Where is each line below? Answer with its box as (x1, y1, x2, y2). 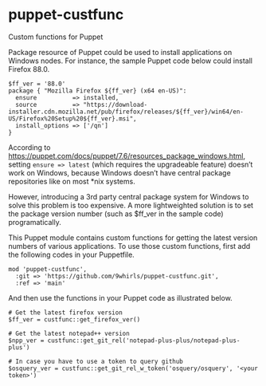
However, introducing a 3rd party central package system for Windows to (8, 191, 249, 201)
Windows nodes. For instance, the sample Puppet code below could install (8, 56, 253, 65)
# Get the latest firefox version (8, 309, 123, 317)
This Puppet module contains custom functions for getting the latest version (8, 233, 258, 242)
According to (8, 142, 51, 152)
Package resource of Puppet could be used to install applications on (8, 47, 233, 57)
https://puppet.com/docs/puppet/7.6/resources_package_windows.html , (8, 151, 245, 160)
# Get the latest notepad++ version (8, 329, 130, 337)
